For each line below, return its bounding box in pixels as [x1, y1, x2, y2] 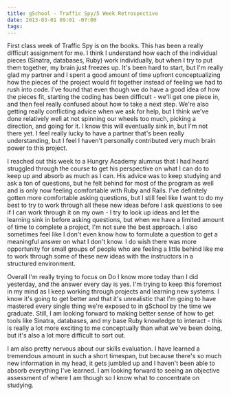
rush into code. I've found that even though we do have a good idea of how [7, 85, 220, 93]
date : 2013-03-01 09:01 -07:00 [7, 16, 97, 23]
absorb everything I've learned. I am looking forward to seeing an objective [7, 366, 220, 375]
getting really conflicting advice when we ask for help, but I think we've [7, 107, 209, 115]
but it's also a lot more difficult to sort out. [7, 331, 126, 340]
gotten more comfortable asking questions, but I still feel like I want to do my [7, 194, 223, 202]
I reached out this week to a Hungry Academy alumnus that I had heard [7, 157, 209, 166]
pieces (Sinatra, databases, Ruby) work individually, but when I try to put [7, 56, 213, 65]
